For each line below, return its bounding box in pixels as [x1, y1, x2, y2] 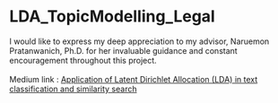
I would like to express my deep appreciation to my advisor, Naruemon [9, 36, 270, 47]
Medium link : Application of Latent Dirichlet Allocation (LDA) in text [9, 73, 258, 84]
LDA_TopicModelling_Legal [9, 6, 215, 27]
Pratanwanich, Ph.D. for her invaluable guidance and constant [9, 45, 238, 56]
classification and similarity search [9, 83, 137, 94]
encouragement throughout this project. [9, 55, 157, 65]
